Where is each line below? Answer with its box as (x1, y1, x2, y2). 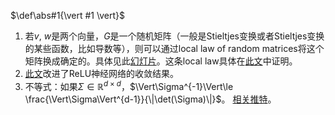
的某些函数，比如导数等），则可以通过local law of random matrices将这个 (24, 43, 325, 54)
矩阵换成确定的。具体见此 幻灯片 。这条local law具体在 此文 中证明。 (24, 55, 298, 67)
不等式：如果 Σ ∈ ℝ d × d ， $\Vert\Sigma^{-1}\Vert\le (24, 79, 234, 92)
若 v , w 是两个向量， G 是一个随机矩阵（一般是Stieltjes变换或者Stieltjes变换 (24, 30, 325, 42)
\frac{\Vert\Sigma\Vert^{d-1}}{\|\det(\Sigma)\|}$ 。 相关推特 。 (24, 93, 277, 105)
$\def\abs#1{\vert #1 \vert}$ (10, 10, 126, 21)
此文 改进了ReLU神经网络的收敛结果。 (24, 68, 180, 79)
